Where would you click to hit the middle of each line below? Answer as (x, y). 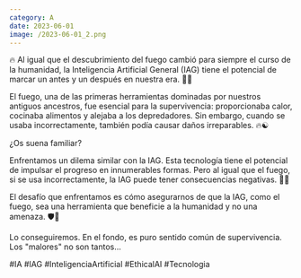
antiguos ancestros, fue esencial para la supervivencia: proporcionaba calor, (151, 106)
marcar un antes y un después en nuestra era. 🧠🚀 (101, 79)
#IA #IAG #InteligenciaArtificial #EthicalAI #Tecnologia (110, 265)
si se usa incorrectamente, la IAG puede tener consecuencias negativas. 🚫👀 (150, 179)
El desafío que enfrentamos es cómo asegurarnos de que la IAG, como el (145, 197)
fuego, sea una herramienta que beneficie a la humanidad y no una (133, 206)
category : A (31, 17)
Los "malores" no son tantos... (65, 247)
